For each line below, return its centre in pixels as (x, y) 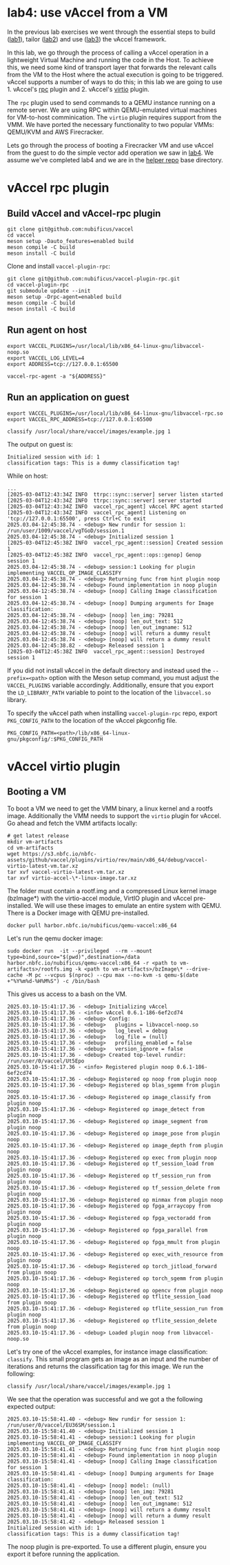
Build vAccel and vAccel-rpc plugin (84, 213)
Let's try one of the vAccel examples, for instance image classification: (107, 1352)
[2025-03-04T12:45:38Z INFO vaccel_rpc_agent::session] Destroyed (106, 651)
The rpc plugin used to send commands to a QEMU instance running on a (111, 102)
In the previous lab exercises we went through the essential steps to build (111, 32)
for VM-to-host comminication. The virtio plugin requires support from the (114, 117)
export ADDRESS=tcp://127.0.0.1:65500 (63, 364)
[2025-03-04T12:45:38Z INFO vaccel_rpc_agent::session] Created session (115, 543)
